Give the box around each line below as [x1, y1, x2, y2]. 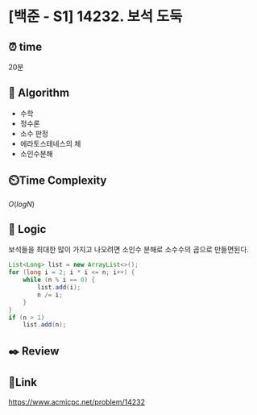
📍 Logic [8, 222, 47, 236]
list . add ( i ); [37, 284, 81, 292]
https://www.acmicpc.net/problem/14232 [8, 396, 145, 407]
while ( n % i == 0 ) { [23, 276, 95, 284]
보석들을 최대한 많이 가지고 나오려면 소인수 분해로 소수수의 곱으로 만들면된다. [8, 245, 250, 255]
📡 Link [8, 376, 38, 389]
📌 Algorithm [8, 86, 70, 100]
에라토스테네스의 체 [19, 139, 81, 148]
